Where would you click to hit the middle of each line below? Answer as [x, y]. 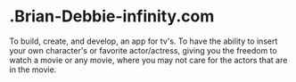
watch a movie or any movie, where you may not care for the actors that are [148, 60]
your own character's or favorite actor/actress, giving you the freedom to [144, 50]
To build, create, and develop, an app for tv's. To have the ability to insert [144, 41]
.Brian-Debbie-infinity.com [112, 16]
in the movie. [33, 70]
